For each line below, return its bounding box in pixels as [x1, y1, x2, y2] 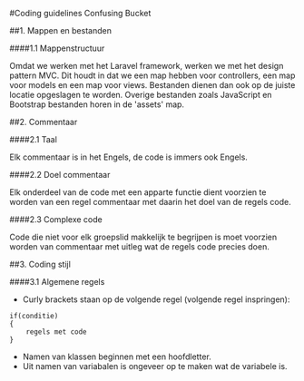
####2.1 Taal [9, 134, 57, 144]
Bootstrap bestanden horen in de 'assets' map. [9, 99, 184, 110]
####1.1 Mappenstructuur [9, 43, 105, 54]
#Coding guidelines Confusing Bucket [9, 8, 152, 18]
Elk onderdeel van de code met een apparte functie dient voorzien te [9, 187, 267, 198]
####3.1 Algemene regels [9, 277, 105, 287]
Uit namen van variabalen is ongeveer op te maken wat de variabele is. [22, 361, 288, 371]
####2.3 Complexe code [9, 214, 103, 225]
